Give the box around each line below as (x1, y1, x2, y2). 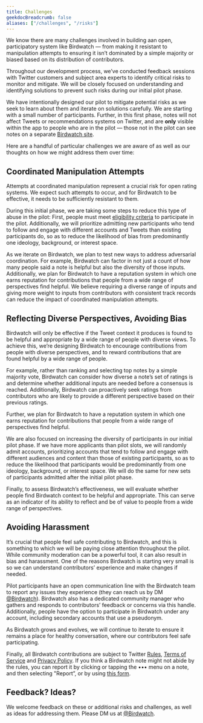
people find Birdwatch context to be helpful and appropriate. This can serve (6, 492, 195, 499)
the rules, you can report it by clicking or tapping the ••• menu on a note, (6, 663, 189, 670)
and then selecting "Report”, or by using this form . (6, 669, 131, 677)
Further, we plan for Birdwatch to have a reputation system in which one (6, 410, 185, 418)
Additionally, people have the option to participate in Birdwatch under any (6, 608, 189, 615)
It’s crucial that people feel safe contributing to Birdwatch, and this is (6, 538, 177, 545)
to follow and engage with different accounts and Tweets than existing (6, 226, 181, 233)
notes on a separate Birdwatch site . (6, 131, 95, 138)
